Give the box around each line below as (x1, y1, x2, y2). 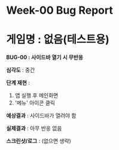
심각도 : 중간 (6, 66, 35, 74)
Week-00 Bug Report (6, 4, 114, 17)
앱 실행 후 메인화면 (14, 92, 59, 99)
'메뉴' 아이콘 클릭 (14, 99, 56, 106)
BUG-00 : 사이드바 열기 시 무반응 (6, 54, 84, 61)
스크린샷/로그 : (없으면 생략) (6, 137, 72, 145)
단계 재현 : (6, 79, 30, 87)
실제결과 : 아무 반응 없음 (6, 125, 62, 132)
